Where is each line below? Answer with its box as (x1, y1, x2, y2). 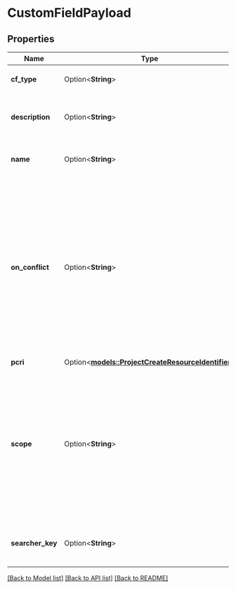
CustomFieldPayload (7, 5, 131, 21)
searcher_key (11, 538, 58, 548)
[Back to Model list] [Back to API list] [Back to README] (7, 574, 169, 582)
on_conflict (11, 262, 49, 272)
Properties (7, 33, 55, 45)
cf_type (11, 75, 37, 84)
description (11, 112, 51, 122)
